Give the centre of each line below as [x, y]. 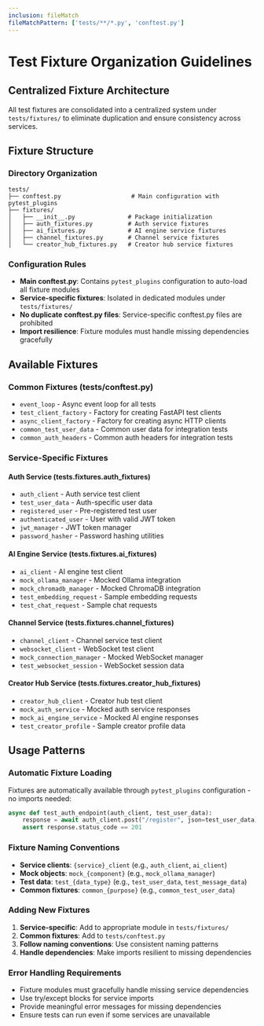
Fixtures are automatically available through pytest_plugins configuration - [130, 790]
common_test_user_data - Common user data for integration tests [123, 429]
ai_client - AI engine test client [71, 572]
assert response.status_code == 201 [82, 827]
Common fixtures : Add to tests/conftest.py [92, 936]
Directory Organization [53, 173]
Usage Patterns [47, 750]
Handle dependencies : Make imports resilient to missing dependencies [136, 952]
